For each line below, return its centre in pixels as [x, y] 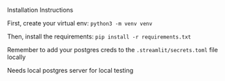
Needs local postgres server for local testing [70, 70]
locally [17, 57]
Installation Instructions [40, 10]
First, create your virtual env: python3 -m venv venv [80, 23]
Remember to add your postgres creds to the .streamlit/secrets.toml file [113, 50]
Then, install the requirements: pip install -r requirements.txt [99, 36]
